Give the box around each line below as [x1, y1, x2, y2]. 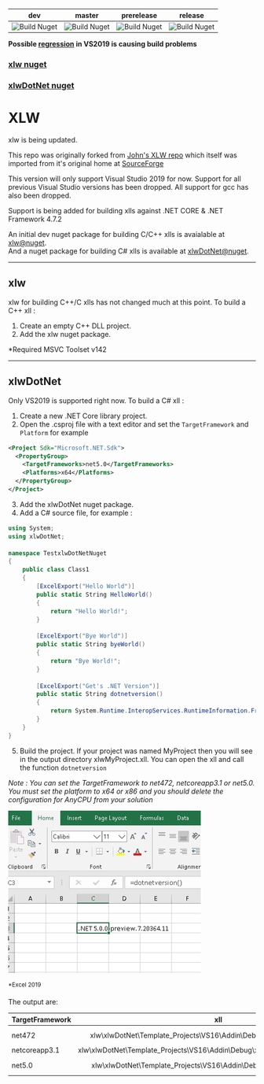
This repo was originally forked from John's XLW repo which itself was [8, 150, 237, 160]
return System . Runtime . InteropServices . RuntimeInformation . [49, 707, 251, 715]
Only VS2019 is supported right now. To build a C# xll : [8, 395, 185, 405]
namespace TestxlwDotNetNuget [8, 549, 108, 557]
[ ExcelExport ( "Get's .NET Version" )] [36, 682, 159, 690]
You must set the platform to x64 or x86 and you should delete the [8, 786, 224, 796]
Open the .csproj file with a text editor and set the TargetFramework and [19, 419, 249, 429]
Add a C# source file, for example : [19, 508, 133, 517]
